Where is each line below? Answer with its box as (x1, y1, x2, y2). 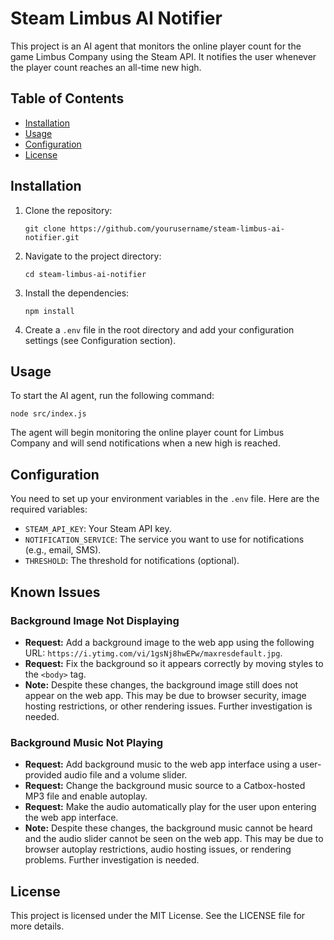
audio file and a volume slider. (64, 769, 188, 781)
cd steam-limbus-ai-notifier (24, 269, 147, 279)
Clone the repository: (24, 204, 113, 216)
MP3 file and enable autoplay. (24, 790, 148, 802)
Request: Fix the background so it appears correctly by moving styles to (24, 657, 324, 669)
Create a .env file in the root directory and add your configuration (24, 323, 295, 336)
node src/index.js (10, 409, 87, 419)
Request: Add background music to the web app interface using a (24, 758, 298, 771)
